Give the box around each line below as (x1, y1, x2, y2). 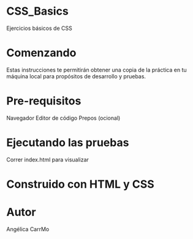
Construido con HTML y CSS (6, 177, 154, 191)
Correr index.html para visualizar (6, 156, 89, 163)
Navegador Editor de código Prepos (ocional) (6, 114, 121, 122)
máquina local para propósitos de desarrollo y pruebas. (6, 72, 146, 80)
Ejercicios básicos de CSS (6, 24, 72, 32)
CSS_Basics (6, 4, 69, 18)
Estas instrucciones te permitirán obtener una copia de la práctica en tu (6, 66, 187, 73)
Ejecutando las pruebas (6, 136, 129, 149)
